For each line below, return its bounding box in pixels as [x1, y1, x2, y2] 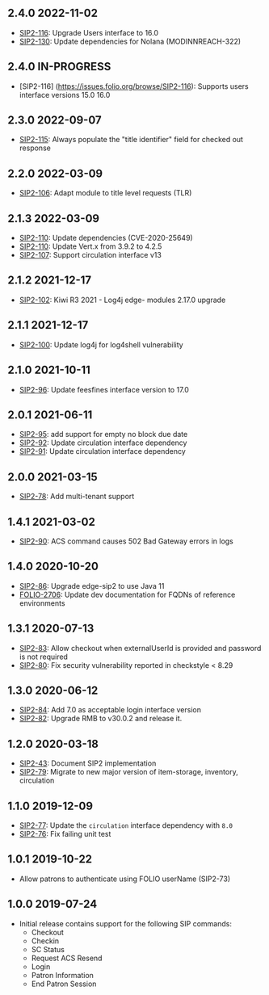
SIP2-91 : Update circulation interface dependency [19, 447, 187, 456]
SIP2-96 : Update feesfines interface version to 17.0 [19, 384, 189, 394]
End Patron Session [31, 979, 97, 989]
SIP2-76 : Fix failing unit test [19, 829, 111, 838]
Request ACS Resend [31, 953, 103, 963]
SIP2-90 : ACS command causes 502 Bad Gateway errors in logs [19, 536, 233, 546]
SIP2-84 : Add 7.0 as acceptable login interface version [19, 705, 201, 715]
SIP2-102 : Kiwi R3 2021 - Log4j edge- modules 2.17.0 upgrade [19, 295, 226, 304]
